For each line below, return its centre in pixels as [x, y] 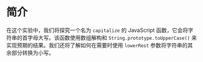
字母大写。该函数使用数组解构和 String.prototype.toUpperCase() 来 [112, 37]
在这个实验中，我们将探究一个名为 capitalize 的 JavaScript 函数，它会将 [97, 30]
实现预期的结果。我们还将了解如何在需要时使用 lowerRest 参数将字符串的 [97, 45]
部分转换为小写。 [33, 52]
